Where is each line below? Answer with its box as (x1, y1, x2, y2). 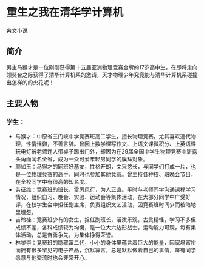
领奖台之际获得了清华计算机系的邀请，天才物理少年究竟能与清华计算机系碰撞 (6, 71, 198, 78)
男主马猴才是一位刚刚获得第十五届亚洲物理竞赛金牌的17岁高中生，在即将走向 (6, 63, 198, 70)
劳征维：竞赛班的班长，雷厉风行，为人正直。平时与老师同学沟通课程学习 (15, 186, 196, 193)
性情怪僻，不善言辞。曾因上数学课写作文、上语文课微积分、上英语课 (25, 140, 196, 147)
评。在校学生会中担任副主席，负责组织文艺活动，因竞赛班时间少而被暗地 (15, 201, 196, 208)
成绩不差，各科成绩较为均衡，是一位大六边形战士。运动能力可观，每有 (15, 224, 191, 231)
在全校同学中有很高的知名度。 (15, 178, 90, 186)
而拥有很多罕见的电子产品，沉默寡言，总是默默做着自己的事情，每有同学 (15, 246, 196, 254)
